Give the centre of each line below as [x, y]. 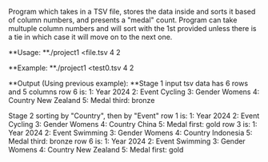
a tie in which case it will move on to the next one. [90, 37]
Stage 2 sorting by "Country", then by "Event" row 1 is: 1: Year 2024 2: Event [134, 116]
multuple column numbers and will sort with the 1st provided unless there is [132, 28]
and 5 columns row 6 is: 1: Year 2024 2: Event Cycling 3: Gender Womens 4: [134, 92]
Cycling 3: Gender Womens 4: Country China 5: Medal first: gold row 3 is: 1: [133, 124]
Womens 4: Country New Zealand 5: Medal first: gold [96, 150]
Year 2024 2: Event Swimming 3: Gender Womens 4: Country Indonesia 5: [130, 132]
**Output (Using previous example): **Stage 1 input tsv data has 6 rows [128, 83]
